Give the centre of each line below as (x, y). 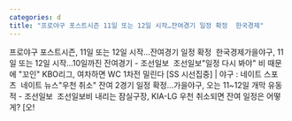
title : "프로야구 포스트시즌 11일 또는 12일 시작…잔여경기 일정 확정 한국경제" (137, 26)
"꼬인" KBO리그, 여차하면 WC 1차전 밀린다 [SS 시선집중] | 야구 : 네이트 (140, 74)
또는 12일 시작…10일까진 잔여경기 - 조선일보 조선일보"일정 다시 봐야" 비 (142, 63)
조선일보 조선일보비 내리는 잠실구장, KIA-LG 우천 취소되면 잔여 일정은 (145, 96)
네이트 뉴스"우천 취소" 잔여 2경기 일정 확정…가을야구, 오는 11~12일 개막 (143, 85)
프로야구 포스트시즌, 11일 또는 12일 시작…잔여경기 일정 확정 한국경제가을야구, (142, 52)
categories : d (35, 17)
